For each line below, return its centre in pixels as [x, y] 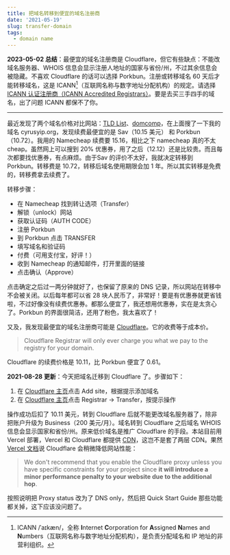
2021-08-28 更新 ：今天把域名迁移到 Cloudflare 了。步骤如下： [96, 376]
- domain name [33, 39]
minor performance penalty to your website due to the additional [118, 476]
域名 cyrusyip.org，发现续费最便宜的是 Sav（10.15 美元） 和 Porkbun [104, 131]
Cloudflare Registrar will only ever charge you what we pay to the [116, 340]
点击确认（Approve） [47, 272]
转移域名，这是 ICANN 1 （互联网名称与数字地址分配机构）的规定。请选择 [114, 85]
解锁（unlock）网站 [44, 212]
